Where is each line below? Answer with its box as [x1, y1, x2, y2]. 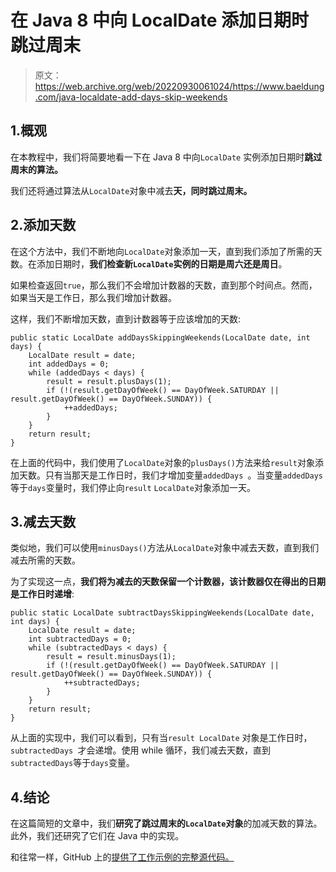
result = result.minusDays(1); [46, 652, 177, 662]
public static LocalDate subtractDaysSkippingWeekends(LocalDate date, [10, 608, 315, 618]
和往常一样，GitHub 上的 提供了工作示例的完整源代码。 [10, 851, 235, 863]
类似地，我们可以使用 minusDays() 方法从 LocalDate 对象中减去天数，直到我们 [10, 542, 320, 554]
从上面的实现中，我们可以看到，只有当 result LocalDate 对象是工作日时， [10, 732, 313, 744]
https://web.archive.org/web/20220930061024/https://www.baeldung [34, 80, 325, 92]
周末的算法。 [10, 163, 63, 175]
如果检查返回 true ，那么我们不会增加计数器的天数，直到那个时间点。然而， [10, 279, 318, 291]
